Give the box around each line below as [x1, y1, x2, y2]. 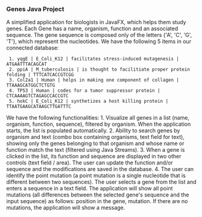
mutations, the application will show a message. [6, 204, 125, 212]
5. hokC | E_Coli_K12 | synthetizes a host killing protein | [8, 99, 169, 105]
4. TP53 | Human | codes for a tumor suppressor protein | [8, 88, 161, 94]
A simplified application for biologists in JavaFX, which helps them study [6, 19, 186, 26]
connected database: [6, 44, 59, 51]
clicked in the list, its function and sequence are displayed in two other [6, 153, 181, 160]
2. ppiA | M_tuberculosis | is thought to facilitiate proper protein [8, 66, 190, 73]
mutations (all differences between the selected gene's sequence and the [6, 191, 189, 198]
